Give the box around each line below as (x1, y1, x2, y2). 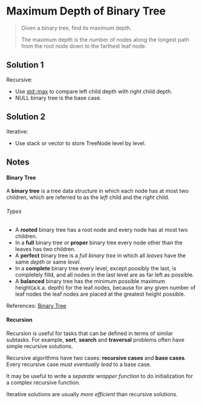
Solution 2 (6, 112, 45, 122)
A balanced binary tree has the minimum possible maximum (15, 278, 165, 285)
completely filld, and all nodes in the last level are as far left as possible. (15, 271, 194, 279)
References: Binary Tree (6, 302, 67, 310)
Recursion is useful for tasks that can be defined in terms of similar (6, 330, 174, 337)
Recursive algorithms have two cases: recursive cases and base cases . (6, 354, 186, 361)
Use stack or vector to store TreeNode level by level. (15, 139, 146, 146)
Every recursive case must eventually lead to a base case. (6, 360, 152, 368)
